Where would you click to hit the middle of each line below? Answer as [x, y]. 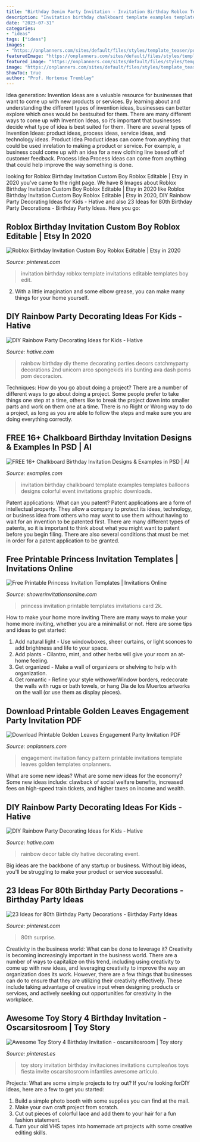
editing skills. [31, 1132]
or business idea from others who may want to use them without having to [97, 515]
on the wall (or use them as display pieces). [68, 693]
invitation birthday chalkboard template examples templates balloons [105, 485]
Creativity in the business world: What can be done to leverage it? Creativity [99, 949]
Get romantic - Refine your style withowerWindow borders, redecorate [101, 679]
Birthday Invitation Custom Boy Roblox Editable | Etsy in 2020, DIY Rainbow [99, 195]
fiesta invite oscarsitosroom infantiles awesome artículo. [90, 1071]
